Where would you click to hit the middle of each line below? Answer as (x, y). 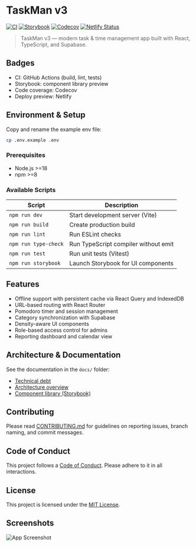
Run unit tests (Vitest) (99, 254)
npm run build (29, 225)
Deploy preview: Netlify (43, 96)
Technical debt (33, 380)
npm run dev (26, 215)
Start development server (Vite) (113, 215)
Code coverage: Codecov (46, 90)
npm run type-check (36, 244)
